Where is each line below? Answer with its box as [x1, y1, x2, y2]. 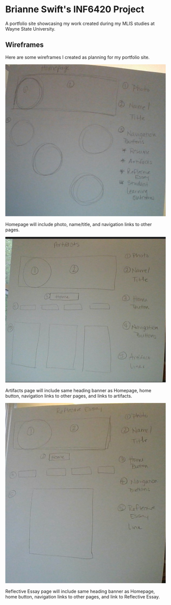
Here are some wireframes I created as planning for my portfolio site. [5, 54, 150, 60]
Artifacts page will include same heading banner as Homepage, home [5, 388, 152, 394]
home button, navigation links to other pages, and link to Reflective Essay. [5, 594, 160, 600]
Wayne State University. [5, 25, 56, 32]
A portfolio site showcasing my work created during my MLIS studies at [5, 20, 155, 26]
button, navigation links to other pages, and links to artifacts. [5, 393, 132, 399]
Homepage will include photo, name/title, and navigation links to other [5, 221, 152, 227]
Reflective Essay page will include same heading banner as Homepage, [5, 588, 155, 594]
